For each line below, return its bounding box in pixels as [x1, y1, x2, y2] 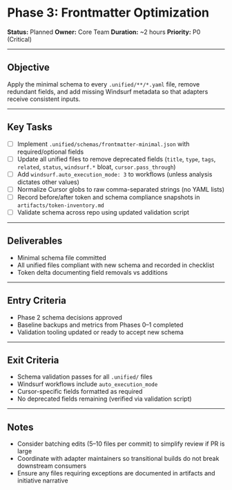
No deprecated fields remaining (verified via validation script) [17, 394, 192, 403]
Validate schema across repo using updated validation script [17, 208, 190, 216]
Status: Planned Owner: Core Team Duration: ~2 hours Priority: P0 [7, 28, 201, 36]
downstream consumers [17, 462, 87, 470]
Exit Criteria [7, 354, 59, 366]
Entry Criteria [7, 295, 67, 307]
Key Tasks [7, 121, 53, 133]
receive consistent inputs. [7, 95, 81, 103]
